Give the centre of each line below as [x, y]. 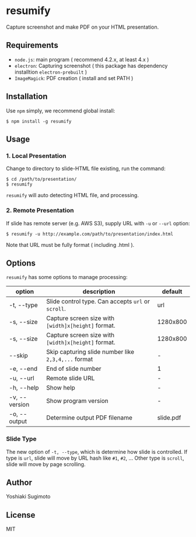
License [21, 515]
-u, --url [22, 378]
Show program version [78, 401]
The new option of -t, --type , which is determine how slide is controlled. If [97, 452]
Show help [61, 388]
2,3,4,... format [70, 359]
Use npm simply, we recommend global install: [61, 111]
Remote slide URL [71, 378]
